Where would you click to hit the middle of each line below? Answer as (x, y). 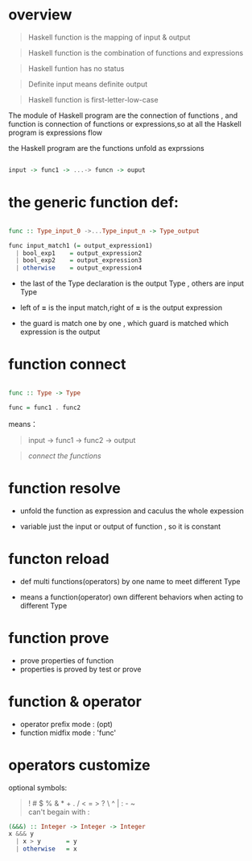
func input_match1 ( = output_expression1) (81, 245)
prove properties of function (67, 660)
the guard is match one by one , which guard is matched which (124, 324)
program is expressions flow (56, 132)
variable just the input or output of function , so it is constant (120, 526)
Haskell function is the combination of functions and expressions (136, 52)
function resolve (64, 488)
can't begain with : (59, 812)
